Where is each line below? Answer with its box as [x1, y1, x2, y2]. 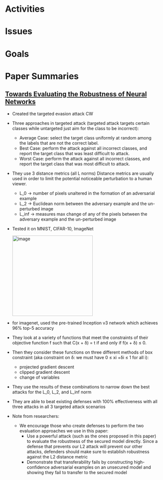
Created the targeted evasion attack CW [12, 111, 94, 116]
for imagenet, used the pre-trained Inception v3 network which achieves [12, 320, 158, 326]
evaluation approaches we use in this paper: [19, 428, 109, 434]
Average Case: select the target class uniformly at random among [19, 135, 152, 140]
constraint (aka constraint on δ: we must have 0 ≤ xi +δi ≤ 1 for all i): [12, 354, 149, 360]
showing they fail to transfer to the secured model [26, 469, 127, 475]
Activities [5, 3, 45, 15]
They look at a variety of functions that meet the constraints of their [12, 334, 148, 341]
